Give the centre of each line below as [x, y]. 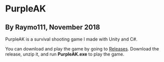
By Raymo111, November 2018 [53, 27]
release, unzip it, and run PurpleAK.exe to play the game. [65, 54]
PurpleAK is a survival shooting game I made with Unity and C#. [71, 39]
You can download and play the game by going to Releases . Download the [82, 49]
